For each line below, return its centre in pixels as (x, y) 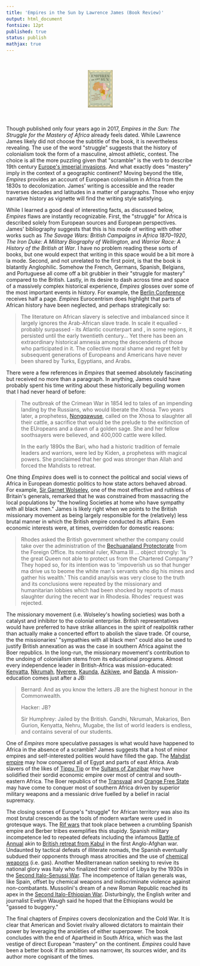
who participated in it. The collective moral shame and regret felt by (104, 349)
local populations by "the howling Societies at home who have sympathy (96, 503)
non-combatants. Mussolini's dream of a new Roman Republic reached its (97, 888)
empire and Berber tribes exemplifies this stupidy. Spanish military (88, 831)
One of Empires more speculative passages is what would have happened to (100, 743)
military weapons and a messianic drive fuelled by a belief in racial (88, 794)
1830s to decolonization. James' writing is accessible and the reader (90, 186)
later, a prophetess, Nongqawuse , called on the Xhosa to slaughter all (106, 416)
